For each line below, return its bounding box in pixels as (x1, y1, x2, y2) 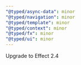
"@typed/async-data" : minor (5, 8, 76, 15)
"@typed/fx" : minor (5, 31, 54, 37)
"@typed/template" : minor (5, 19, 70, 25)
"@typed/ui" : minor (5, 36, 54, 42)
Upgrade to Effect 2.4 (5, 53, 59, 59)
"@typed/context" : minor (5, 25, 67, 31)
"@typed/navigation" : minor (5, 14, 76, 20)
